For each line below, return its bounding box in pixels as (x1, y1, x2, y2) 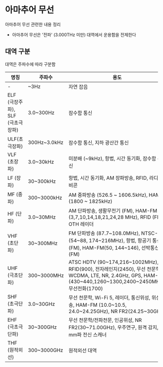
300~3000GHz (28, 347, 64, 353)
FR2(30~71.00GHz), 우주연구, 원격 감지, (68, 324, 159, 331)
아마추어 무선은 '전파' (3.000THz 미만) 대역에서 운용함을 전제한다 (12, 32, 136, 37)
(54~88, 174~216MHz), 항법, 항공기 (68, 237, 151, 244)
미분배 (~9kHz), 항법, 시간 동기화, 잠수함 (68, 155, 157, 162)
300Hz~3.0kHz (28, 139, 64, 146)
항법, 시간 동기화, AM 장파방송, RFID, (68, 175, 148, 181)
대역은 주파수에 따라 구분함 (5, 61, 56, 67)
